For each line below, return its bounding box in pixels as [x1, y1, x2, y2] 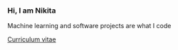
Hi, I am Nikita [7, 6, 56, 15]
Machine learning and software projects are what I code [7, 22, 172, 30]
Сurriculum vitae [7, 35, 56, 44]
